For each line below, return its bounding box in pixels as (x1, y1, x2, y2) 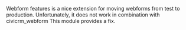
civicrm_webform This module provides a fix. (6, 18, 116, 24)
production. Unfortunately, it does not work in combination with (6, 11, 160, 18)
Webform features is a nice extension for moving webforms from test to (6, 5, 180, 12)
